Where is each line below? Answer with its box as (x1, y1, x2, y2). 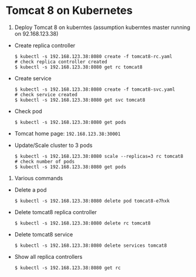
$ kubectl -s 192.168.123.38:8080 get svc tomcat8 (14, 97, 146, 103)
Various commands (14, 174, 63, 181)
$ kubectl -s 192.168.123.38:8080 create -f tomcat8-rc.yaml (14, 53, 173, 59)
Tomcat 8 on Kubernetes (5, 4, 133, 18)
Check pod (14, 107, 42, 115)
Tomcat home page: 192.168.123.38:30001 (14, 129, 121, 137)
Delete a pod (14, 186, 47, 194)
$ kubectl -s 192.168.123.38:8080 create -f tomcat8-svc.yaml (14, 86, 175, 93)
